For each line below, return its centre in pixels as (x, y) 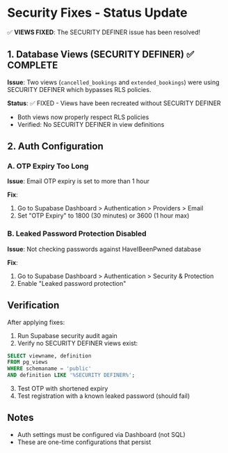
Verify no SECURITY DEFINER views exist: (78, 343)
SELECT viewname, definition (49, 356)
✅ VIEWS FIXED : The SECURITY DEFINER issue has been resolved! (104, 32)
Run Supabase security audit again (67, 335)
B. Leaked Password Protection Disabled (77, 233)
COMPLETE (33, 65)
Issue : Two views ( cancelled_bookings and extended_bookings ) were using (114, 82)
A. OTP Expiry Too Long (48, 167)
